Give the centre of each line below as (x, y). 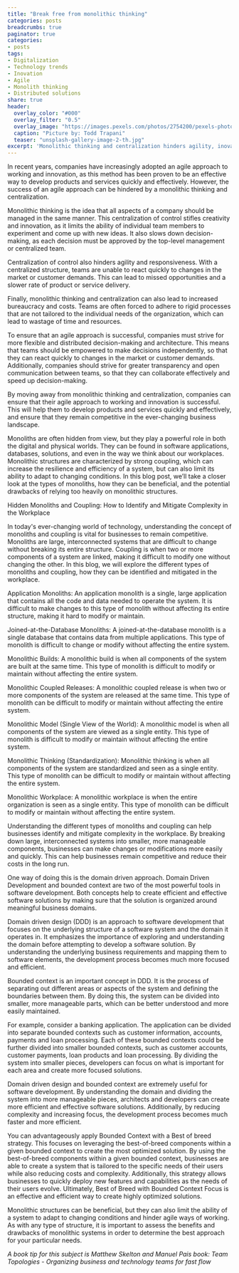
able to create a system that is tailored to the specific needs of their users (115, 1166)
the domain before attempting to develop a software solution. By (102, 945)
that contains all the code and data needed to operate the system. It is (110, 601)
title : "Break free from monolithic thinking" (78, 14)
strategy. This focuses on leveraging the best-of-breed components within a (119, 1143)
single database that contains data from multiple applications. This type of (116, 637)
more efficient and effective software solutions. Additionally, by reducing (114, 1107)
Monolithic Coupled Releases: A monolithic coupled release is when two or (117, 688)
